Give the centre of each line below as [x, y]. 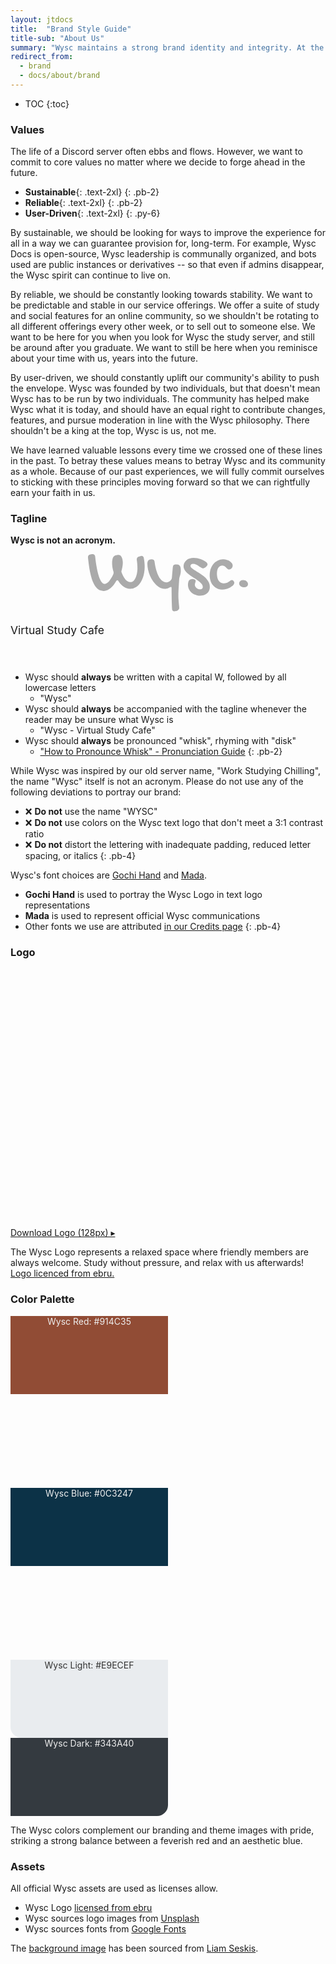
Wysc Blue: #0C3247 [89, 1493]
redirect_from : [42, 57]
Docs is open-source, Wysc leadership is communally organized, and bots [163, 254]
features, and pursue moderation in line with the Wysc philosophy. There [160, 420]
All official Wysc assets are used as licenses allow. [114, 1888]
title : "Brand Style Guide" [71, 29]
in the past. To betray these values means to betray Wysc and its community [168, 461]
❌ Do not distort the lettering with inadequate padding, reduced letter [168, 845]
